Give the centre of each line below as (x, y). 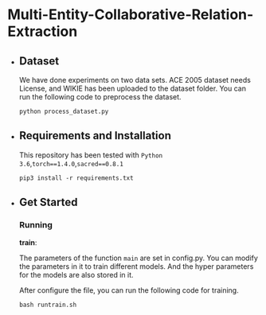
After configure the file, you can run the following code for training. (129, 290)
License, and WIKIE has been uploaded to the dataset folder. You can (132, 88)
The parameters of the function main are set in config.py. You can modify (138, 258)
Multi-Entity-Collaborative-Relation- (131, 15)
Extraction (43, 31)
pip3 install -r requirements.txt (76, 178)
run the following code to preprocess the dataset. (100, 97)
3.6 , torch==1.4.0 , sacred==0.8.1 (71, 163)
